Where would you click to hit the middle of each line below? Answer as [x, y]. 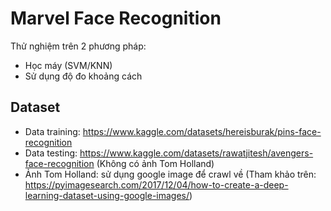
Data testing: [51, 153]
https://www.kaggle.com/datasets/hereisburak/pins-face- [202, 131]
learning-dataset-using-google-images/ [107, 195]
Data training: [52, 131]
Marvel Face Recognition [116, 18]
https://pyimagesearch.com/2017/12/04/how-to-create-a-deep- [156, 184]
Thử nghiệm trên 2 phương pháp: [78, 46]
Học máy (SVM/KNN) [68, 65]
